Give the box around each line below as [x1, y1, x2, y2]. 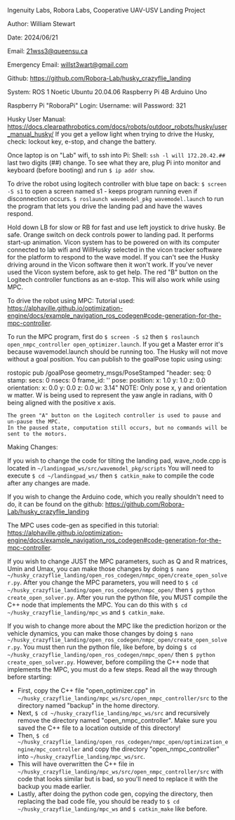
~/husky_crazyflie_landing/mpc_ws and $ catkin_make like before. [17, 805, 208, 813]
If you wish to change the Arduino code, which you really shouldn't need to [7, 492, 224, 501]
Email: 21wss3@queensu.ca [7, 47, 88, 55]
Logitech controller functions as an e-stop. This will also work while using [7, 276, 220, 283]
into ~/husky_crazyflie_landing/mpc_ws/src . [17, 752, 145, 760]
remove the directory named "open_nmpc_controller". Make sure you [17, 717, 217, 724]
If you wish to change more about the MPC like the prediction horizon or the [7, 622, 227, 630]
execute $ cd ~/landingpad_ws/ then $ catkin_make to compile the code [7, 471, 215, 480]
